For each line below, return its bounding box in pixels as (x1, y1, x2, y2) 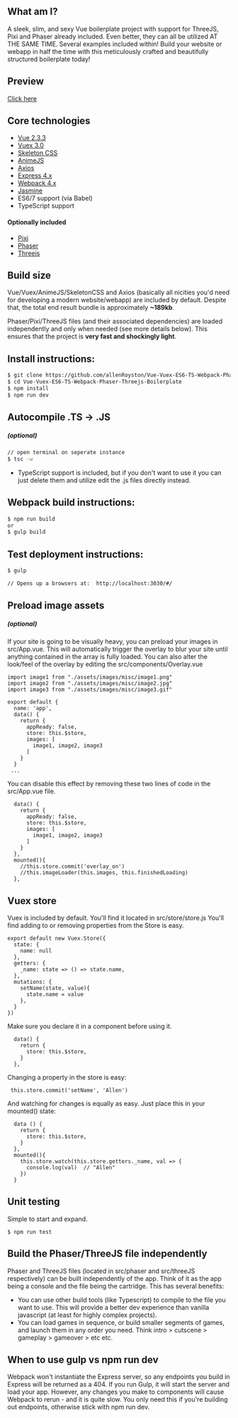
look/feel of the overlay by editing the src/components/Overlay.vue (7, 660, 203, 669)
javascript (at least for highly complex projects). (17, 1311, 157, 1319)
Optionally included (7, 218, 67, 227)
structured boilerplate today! (7, 55, 91, 63)
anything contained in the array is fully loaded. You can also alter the (7, 652, 208, 661)
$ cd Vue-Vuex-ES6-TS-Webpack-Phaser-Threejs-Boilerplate (7, 378, 182, 386)
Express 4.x (17, 171, 52, 180)
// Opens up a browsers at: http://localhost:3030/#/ (7, 580, 173, 587)
